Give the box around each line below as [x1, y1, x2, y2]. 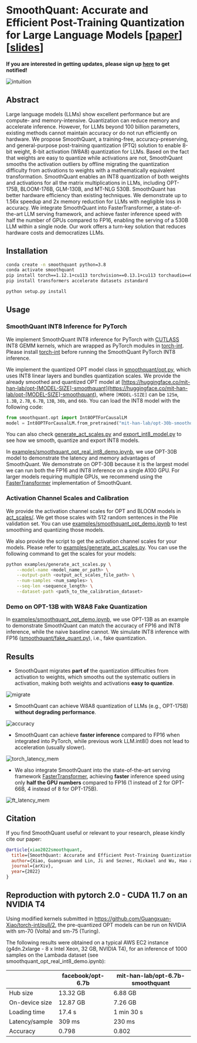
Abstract [6, 95, 39, 105]
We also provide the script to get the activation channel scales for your [6, 538, 177, 545]
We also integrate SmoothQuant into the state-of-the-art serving [14, 767, 171, 774]
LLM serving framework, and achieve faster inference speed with [24, 210, 182, 217]
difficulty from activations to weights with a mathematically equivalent [6, 167, 175, 174]
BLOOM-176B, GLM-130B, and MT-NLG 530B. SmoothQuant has [20, 185, 176, 193]
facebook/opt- [62, 971, 104, 980]
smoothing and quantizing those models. [6, 526, 104, 533]
